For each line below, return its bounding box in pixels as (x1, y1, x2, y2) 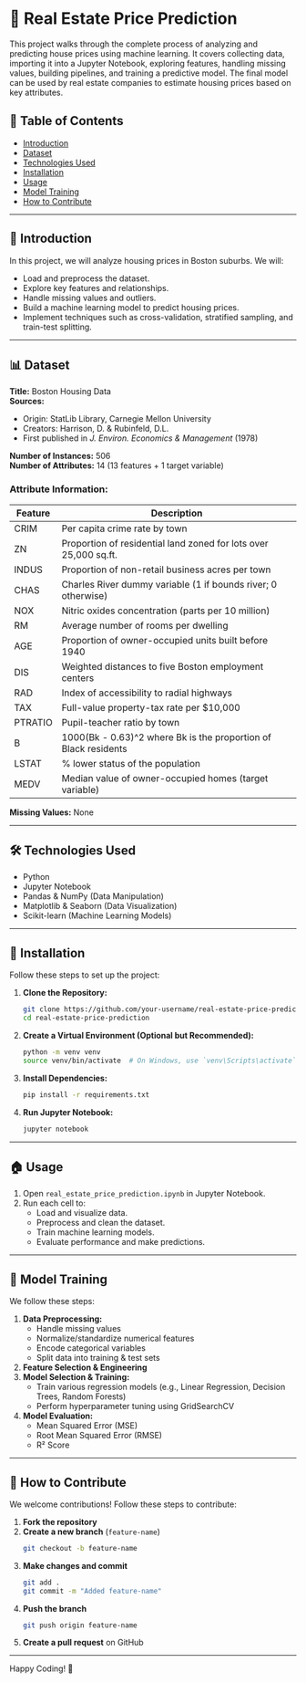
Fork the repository (22, 1516, 97, 1527)
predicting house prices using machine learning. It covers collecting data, (9, 47, 285, 58)
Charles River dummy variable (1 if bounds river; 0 (61, 578, 278, 591)
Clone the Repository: (22, 988, 107, 998)
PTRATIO (14, 716, 53, 728)
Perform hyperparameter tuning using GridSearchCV (36, 1401, 235, 1412)
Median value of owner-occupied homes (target (61, 771, 269, 784)
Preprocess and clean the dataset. (36, 1218, 166, 1228)
